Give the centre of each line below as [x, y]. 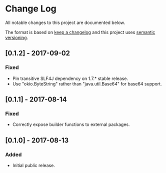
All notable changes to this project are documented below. [65, 22]
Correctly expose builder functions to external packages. [71, 124]
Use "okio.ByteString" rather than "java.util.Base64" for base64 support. [87, 83]
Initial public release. [33, 165]
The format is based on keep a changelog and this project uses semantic [80, 32]
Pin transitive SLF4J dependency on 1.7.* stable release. [70, 78]
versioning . [17, 37]
